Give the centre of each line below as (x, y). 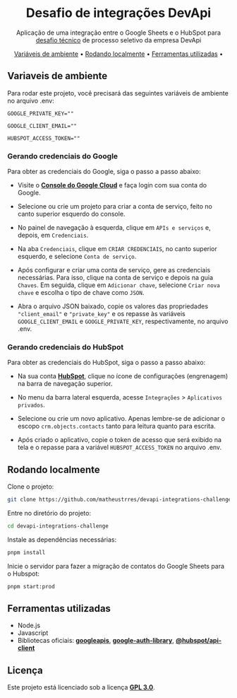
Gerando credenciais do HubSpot (66, 347)
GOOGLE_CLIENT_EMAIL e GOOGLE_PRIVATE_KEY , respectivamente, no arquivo (123, 321)
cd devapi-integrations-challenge (58, 526)
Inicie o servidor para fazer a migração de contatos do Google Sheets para (116, 566)
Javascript (33, 633)
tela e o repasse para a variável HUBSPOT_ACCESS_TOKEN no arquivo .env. (120, 448)
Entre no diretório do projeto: (49, 513)
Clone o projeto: (31, 487)
